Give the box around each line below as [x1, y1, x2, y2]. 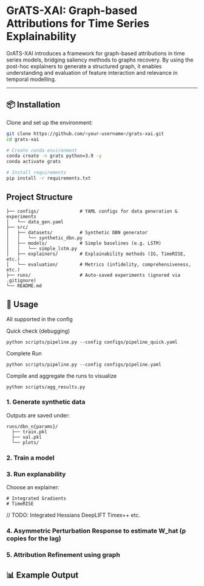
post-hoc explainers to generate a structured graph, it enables [6, 62, 162, 70]
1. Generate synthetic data [6, 398, 86, 406]
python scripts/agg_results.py [6, 384, 86, 390]
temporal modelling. [6, 75, 56, 83]
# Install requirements [6, 170, 67, 176]
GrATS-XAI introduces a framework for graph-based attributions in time [6, 49, 185, 57]
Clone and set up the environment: [6, 119, 93, 126]
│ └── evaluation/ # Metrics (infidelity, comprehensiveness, [6, 261, 191, 268]
